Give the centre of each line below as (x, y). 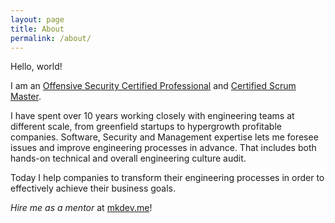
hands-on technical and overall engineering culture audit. (128, 158)
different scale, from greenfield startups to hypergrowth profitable (146, 127)
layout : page (37, 19)
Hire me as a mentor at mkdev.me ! (81, 208)
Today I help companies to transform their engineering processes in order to (167, 178)
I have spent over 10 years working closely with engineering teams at (152, 116)
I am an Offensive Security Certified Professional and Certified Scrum (153, 86)
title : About (37, 29)
